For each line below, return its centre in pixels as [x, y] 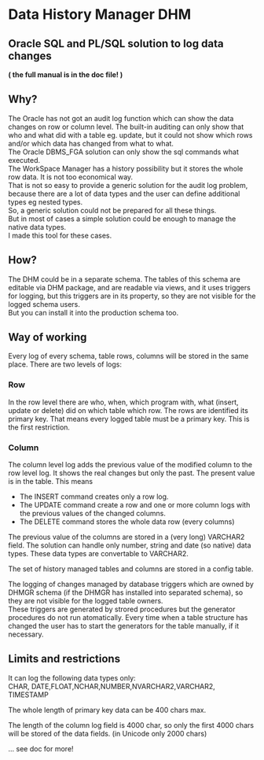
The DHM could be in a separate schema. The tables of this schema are [125, 279]
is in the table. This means [50, 481]
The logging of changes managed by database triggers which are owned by [131, 585]
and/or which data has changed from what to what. [91, 143]
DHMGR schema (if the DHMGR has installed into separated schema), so [126, 592]
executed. [24, 160]
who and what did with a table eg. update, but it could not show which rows [130, 135]
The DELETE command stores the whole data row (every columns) [127, 522]
